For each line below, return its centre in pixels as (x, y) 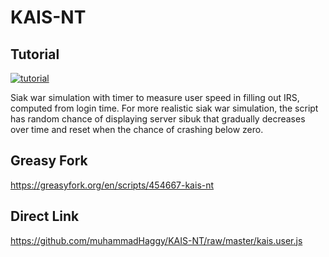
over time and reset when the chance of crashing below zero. (137, 129)
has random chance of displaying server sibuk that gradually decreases (158, 119)
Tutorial (35, 54)
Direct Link (45, 216)
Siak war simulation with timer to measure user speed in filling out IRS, (155, 97)
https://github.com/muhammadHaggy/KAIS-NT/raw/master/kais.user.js (156, 240)
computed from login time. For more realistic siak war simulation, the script (164, 108)
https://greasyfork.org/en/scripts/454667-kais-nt (112, 185)
